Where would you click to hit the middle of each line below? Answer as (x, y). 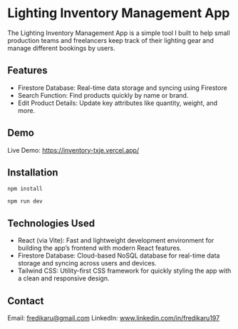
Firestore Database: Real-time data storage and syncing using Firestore (123, 88)
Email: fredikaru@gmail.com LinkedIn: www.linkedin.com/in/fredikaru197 (114, 318)
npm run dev (25, 201)
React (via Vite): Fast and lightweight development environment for (116, 241)
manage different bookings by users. (61, 48)
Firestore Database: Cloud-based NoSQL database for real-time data (119, 255)
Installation (33, 172)
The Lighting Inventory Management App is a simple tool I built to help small (119, 33)
